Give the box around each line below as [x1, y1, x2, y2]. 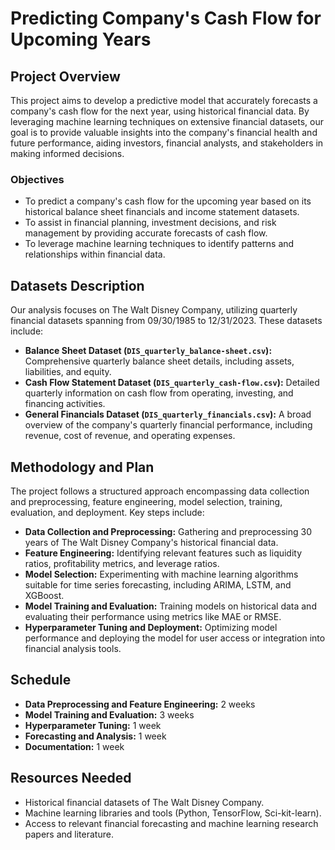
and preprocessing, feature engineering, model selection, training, [10, 495, 283, 507]
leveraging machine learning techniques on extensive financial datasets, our [10, 116, 324, 127]
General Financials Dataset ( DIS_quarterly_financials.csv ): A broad [24, 408, 312, 421]
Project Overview [10, 68, 121, 85]
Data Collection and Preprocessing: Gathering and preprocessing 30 [24, 525, 313, 537]
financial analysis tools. [24, 642, 122, 654]
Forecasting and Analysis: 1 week [24, 730, 167, 742]
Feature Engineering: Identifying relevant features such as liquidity [24, 547, 303, 559]
